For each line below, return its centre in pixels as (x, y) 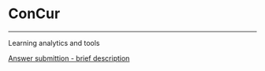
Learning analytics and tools (54, 43)
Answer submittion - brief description (69, 58)
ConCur (34, 14)
